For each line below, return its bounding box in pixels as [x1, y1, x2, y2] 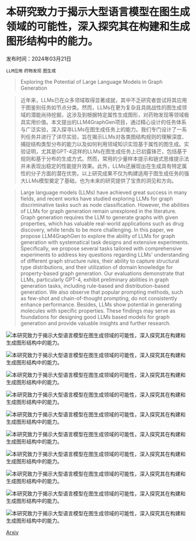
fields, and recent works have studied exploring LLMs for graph [20, 195, 173, 202]
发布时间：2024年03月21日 [6, 55, 72, 62]
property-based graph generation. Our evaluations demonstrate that [20, 270, 185, 277]
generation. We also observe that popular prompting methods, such [20, 288, 184, 295]
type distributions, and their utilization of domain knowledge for [20, 263, 173, 270]
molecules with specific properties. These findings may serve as [20, 307, 176, 314]
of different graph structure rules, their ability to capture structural [20, 257, 180, 264]
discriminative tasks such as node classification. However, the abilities [20, 201, 190, 208]
